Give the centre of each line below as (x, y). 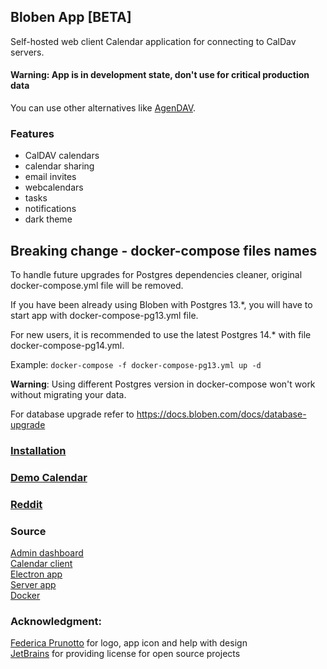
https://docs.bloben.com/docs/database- (221, 414)
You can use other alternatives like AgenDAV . (103, 108)
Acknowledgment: (56, 622)
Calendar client (41, 564)
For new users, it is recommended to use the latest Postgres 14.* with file (161, 335)
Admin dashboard (47, 553)
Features (32, 133)
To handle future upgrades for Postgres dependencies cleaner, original (156, 275)
